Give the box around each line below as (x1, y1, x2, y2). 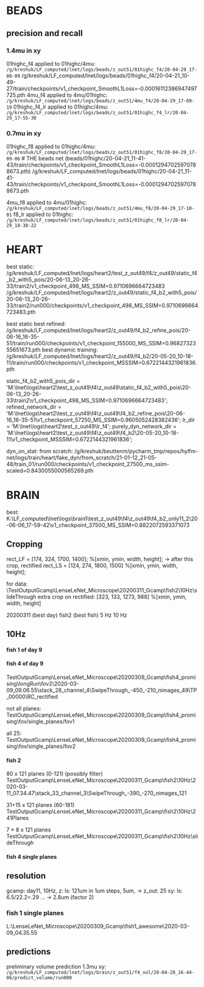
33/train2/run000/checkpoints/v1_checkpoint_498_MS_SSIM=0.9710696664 (6, 302, 199, 309)
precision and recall (6, 28, 83, 38)
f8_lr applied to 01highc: (13, 211, 74, 218)
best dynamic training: (41, 346, 98, 354)
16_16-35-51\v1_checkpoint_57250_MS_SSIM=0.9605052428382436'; (6, 416, 181, 424)
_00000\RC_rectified (6, 693, 58, 700)
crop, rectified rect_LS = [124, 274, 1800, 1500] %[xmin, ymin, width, (6, 562, 178, 569)
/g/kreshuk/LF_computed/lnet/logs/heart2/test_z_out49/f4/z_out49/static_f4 (6, 270, 198, 277)
